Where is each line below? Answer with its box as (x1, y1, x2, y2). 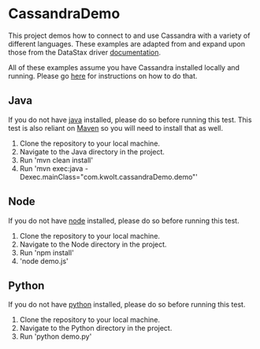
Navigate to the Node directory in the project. (19, 239, 167, 249)
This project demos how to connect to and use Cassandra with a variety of (8, 31, 251, 40)
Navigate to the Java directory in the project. (19, 147, 165, 156)
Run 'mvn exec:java (19, 163, 84, 173)
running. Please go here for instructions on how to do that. (8, 71, 198, 80)
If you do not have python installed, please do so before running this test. (8, 300, 246, 310)
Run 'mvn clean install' (19, 155, 93, 165)
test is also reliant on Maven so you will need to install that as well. (8, 123, 223, 132)
